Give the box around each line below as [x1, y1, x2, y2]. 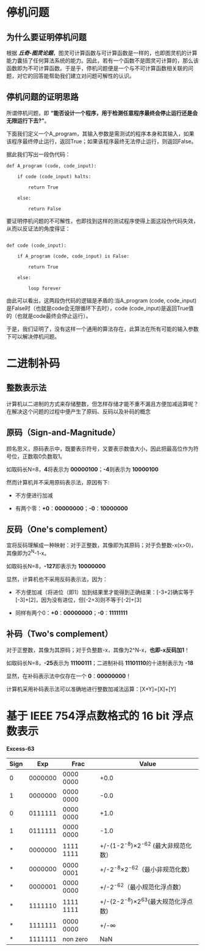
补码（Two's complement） [6, 629, 113, 639]
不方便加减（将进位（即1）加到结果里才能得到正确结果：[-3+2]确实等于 [15, 588, 194, 596]
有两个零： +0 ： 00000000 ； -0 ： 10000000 [15, 505, 128, 512]
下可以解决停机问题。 [6, 333, 60, 340]
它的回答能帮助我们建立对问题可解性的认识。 [22, 72, 135, 80]
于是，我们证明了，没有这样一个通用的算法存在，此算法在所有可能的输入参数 [6, 325, 199, 333]
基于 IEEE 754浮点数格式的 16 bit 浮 [6, 709, 183, 723]
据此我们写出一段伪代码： [6, 151, 71, 158]
